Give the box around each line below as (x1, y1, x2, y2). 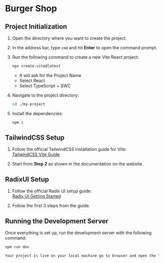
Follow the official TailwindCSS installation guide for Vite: (12, 146, 127, 152)
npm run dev (5, 244, 29, 249)
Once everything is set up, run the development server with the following (5, 230, 152, 236)
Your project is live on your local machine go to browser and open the (5, 253, 156, 258)
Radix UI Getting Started (12, 193, 61, 199)
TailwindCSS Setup (5, 134, 65, 142)
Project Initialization (5, 22, 67, 31)
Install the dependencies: (12, 110, 63, 116)
